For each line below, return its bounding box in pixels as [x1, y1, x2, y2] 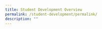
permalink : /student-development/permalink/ [5, 12, 98, 17]
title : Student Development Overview [5, 7, 82, 12]
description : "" [5, 16, 38, 21]
